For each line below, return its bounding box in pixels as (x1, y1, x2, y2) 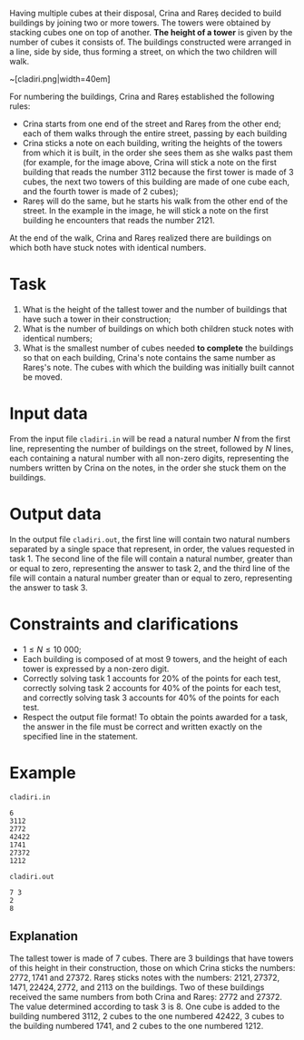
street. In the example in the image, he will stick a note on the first (22, 205, 270, 216)
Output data (9, 504, 102, 525)
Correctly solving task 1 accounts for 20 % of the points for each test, (22, 672, 281, 684)
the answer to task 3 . (9, 581, 88, 593)
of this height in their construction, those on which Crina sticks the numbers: (9, 962, 296, 973)
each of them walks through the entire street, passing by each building (22, 128, 288, 139)
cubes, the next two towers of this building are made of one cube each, (22, 176, 290, 187)
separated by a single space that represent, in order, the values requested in (9, 543, 295, 554)
